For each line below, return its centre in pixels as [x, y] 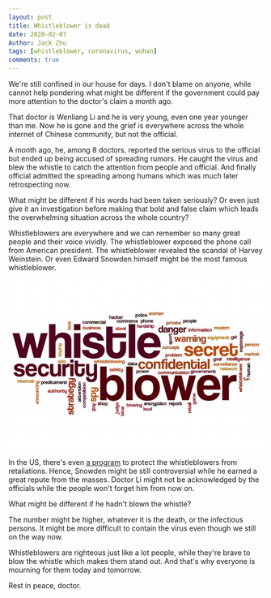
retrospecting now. [40, 184]
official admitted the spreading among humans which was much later [123, 176]
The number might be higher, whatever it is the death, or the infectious [126, 520]
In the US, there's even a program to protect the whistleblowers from [123, 462]
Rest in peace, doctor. [45, 585]
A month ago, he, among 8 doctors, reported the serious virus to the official [134, 150]
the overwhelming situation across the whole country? [99, 217]
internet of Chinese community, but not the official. [93, 134]
